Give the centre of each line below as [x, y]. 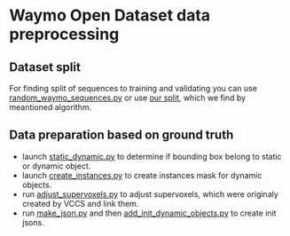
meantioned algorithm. [51, 107]
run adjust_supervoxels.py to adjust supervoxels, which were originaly [150, 194]
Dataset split [45, 67]
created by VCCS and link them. [80, 203]
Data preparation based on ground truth [121, 135]
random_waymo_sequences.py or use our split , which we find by [128, 98]
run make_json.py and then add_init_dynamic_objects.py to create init [149, 213]
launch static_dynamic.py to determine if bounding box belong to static [152, 156]
